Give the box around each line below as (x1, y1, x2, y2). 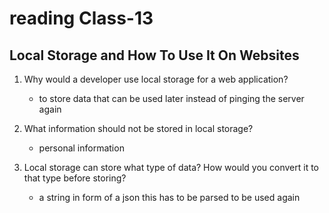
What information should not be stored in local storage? (23, 123, 254, 134)
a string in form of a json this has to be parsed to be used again (38, 192, 301, 203)
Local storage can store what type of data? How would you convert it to (23, 162, 319, 173)
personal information (38, 142, 125, 154)
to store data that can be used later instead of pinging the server (38, 93, 305, 104)
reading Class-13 (9, 7, 154, 30)
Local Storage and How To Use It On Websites (9, 47, 300, 64)
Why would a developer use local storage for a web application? (23, 73, 289, 85)
